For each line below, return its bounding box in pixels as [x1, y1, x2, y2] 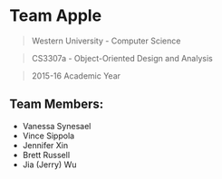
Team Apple [9, 5, 102, 26]
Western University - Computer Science [31, 35, 181, 46]
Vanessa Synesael [22, 120, 92, 131]
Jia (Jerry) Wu [22, 159, 77, 170]
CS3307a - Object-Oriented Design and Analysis [31, 52, 213, 63]
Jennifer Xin [22, 139, 69, 150]
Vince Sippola [22, 130, 75, 141]
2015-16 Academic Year [31, 70, 121, 81]
